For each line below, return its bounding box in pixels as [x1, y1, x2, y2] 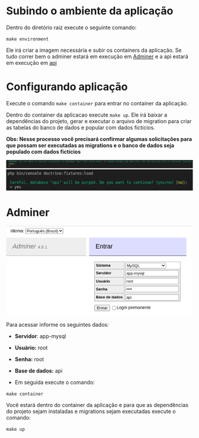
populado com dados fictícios [6, 148, 81, 155]
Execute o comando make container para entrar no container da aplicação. [6, 99, 188, 107]
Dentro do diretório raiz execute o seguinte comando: [6, 24, 137, 31]
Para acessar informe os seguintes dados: [6, 321, 109, 328]
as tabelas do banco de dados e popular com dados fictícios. [6, 124, 155, 131]
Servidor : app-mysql [14, 332, 66, 340]
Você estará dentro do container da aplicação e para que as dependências [6, 401, 188, 408]
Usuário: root [14, 344, 48, 351]
